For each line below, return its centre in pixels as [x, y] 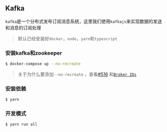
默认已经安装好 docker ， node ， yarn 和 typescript [67, 38]
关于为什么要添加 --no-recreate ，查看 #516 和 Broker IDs [77, 74]
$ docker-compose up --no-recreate [43, 64]
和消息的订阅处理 [23, 28]
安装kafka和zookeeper [34, 53]
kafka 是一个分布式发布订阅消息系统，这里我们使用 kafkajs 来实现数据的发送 [83, 21]
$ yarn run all [21, 124]
